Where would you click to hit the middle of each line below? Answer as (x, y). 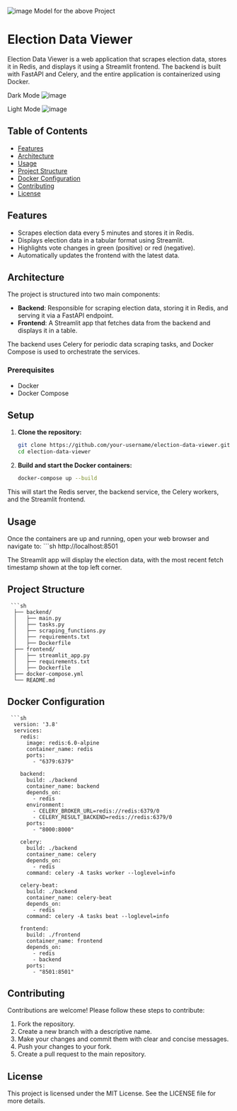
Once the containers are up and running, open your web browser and (108, 538)
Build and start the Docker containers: (75, 465)
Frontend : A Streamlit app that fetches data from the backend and (114, 323)
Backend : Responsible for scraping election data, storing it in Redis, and (123, 308)
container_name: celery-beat (69, 897)
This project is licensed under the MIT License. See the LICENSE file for (112, 1093)
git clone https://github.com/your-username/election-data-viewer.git (124, 446)
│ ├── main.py (37, 618)
